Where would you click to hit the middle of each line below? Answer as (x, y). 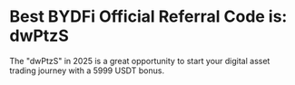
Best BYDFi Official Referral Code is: (148, 17)
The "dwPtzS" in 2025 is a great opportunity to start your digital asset (140, 61)
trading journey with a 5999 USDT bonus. (87, 71)
